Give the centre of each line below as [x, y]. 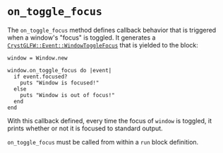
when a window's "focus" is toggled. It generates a [82, 38]
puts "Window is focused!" [60, 83]
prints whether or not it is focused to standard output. [85, 128]
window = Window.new [38, 58]
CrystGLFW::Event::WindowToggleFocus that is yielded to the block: [103, 45]
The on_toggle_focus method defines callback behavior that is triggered [112, 30]
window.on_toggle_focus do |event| [60, 70]
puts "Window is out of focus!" [67, 95]
